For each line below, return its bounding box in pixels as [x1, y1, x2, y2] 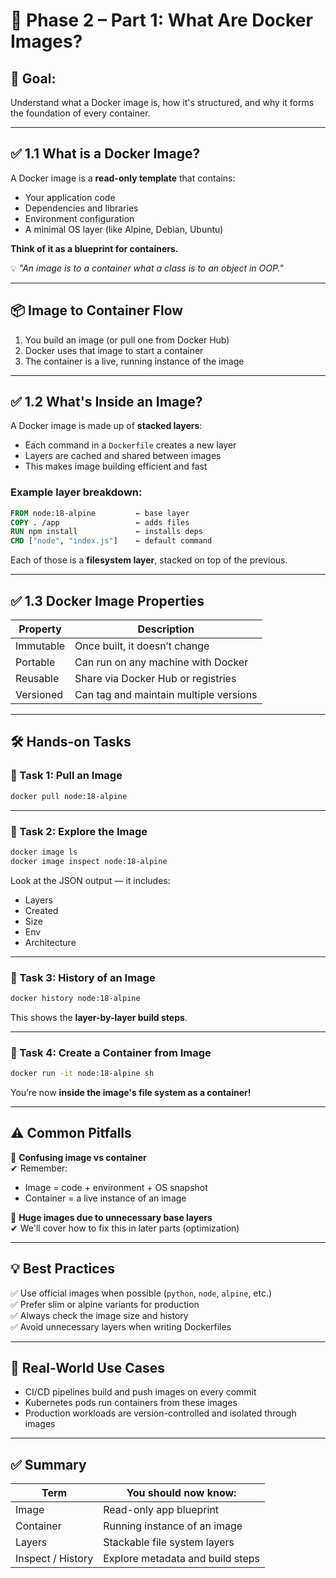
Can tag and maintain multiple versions [74, 688, 258, 702]
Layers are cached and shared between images [24, 450, 222, 462]
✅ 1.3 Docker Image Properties [10, 592, 205, 609]
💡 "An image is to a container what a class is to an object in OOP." [10, 262, 284, 274]
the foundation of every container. [10, 107, 151, 119]
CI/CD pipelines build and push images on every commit [24, 1386, 257, 1398]
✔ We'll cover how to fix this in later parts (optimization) [10, 1222, 240, 1234]
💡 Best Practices [10, 1260, 115, 1278]
